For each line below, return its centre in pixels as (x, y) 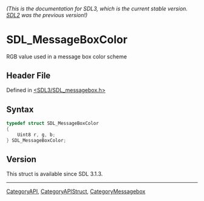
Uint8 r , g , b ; (36, 135)
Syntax (20, 109)
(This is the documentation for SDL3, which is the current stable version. (97, 9)
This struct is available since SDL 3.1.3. (55, 174)
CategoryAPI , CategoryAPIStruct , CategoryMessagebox (76, 191)
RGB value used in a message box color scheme (67, 56)
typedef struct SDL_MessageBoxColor (53, 124)
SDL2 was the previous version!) (47, 15)
